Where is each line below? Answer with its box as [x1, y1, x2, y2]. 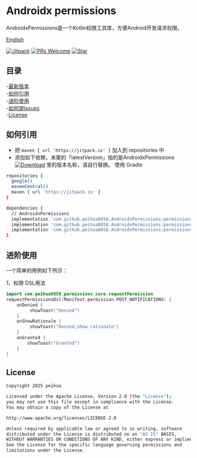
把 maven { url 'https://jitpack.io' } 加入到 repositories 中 [14, 146, 165, 153]
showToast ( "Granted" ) [27, 340, 80, 346]
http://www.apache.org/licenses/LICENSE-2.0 [6, 415, 117, 421]
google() [11, 178, 33, 184]
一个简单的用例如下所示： [6, 267, 68, 274]
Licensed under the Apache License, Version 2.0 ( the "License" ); [6, 393, 172, 400]
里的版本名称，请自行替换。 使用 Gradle [46, 161, 142, 168]
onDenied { [16, 302, 43, 308]
